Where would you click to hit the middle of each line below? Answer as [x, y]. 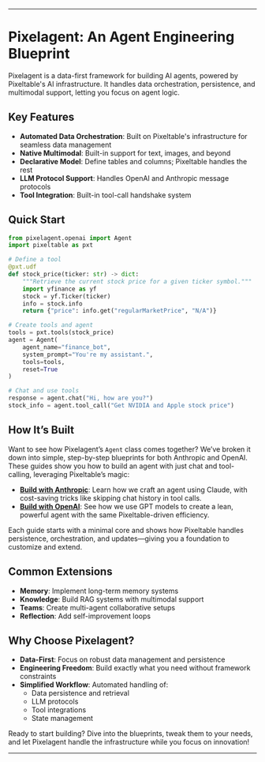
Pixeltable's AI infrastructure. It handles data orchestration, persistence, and [132, 84]
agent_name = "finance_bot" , [67, 347]
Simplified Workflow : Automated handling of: [94, 685]
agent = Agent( [33, 340]
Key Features [41, 117]
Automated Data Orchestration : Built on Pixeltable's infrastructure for [133, 136]
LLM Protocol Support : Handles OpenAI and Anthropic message [124, 178]
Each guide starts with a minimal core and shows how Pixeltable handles [126, 530]
